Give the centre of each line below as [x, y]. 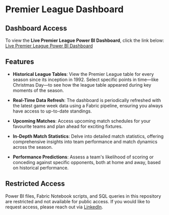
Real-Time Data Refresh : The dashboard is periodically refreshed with [87, 100]
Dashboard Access [36, 28]
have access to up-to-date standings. [52, 111]
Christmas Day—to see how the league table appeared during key [82, 85]
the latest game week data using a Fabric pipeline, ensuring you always [88, 105]
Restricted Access [35, 184]
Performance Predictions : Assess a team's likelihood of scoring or [83, 157]
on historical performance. [41, 168]
